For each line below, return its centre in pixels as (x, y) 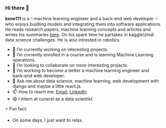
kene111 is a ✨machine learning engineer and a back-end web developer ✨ (82, 19)
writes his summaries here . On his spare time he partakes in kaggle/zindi (80, 35)
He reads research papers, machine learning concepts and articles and (78, 30)
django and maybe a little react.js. (47, 86)
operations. (24, 60)
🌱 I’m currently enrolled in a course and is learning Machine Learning (83, 55)
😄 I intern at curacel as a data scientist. (53, 99)
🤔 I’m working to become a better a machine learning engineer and (81, 71)
